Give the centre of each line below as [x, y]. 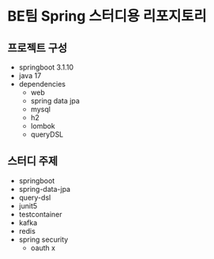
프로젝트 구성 [38, 48]
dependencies [42, 84]
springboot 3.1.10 [46, 67]
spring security [43, 239]
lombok [43, 126]
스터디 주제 [33, 161]
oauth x [43, 248]
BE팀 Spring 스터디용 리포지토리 [107, 16]
